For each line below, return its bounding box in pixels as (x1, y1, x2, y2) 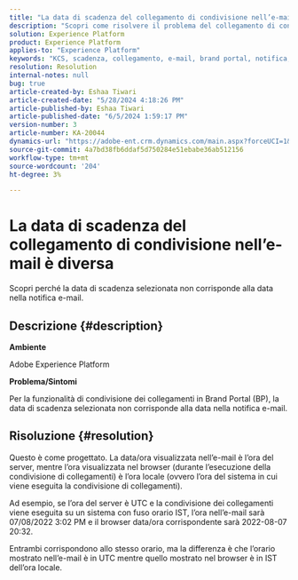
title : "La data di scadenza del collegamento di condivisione (9, 12, 248, 22)
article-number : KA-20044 (9, 129, 105, 138)
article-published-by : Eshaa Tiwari (9, 104, 145, 113)
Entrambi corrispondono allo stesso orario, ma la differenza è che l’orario (9, 543, 276, 553)
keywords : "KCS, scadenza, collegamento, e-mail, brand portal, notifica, (9, 54, 292, 63)
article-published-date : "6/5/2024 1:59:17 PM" (9, 112, 189, 121)
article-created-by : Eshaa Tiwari (9, 87, 137, 96)
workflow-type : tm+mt (9, 153, 90, 163)
